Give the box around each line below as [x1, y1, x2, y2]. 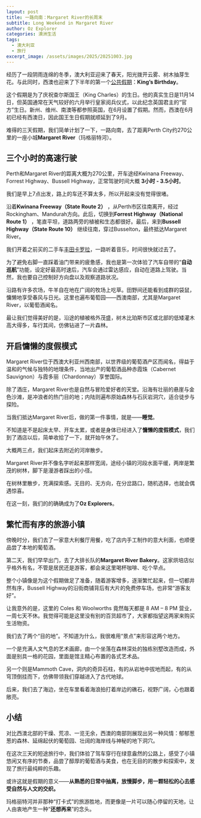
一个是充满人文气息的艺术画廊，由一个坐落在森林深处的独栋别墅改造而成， [6, 645, 190, 652]
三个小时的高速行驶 [6, 153, 77, 163]
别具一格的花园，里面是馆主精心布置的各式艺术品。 [16, 653, 142, 660]
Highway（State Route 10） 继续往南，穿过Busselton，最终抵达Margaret [6, 226, 187, 233]
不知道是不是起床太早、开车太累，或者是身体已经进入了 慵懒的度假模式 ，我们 [6, 426, 195, 434]
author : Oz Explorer [6, 25, 58, 32]
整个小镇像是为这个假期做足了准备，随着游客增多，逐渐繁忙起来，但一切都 [6, 577, 190, 584]
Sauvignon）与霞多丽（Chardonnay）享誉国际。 [6, 373, 126, 380]
